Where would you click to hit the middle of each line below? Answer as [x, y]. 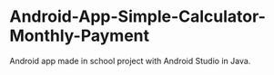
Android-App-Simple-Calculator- [137, 17]
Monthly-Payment [80, 36]
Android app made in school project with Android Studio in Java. [130, 61]
